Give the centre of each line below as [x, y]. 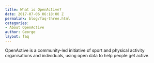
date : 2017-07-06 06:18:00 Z [34, 14]
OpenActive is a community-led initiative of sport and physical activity [75, 50]
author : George [20, 32]
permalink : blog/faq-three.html [38, 18]
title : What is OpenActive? [33, 9]
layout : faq [17, 37]
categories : [17, 23]
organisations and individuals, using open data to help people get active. [77, 55]
